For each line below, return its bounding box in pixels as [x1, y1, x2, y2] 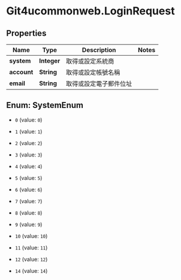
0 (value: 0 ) [14, 116, 43, 124]
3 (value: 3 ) [14, 151, 43, 158]
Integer [38, 57, 61, 65]
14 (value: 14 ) [14, 267, 48, 274]
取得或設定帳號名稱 [65, 68, 120, 76]
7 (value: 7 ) [14, 197, 43, 204]
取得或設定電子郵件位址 [65, 80, 132, 88]
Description [82, 46, 116, 54]
